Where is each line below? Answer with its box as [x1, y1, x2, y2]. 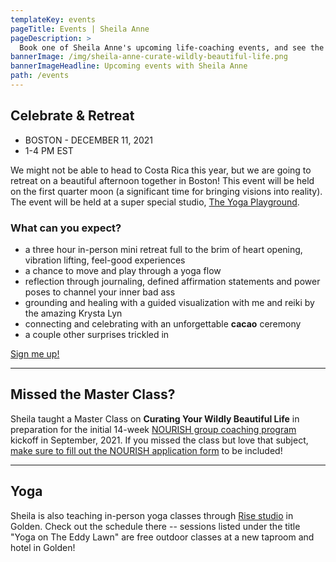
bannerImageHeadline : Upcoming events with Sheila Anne [10, 61, 248, 71]
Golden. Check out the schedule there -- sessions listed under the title [10, 520, 301, 532]
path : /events [10, 71, 70, 81]
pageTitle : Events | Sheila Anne [10, 24, 150, 34]
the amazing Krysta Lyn [24, 307, 123, 319]
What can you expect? [10, 221, 122, 235]
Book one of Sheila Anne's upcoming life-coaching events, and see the [19, 42, 325, 53]
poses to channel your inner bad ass [24, 286, 176, 298]
